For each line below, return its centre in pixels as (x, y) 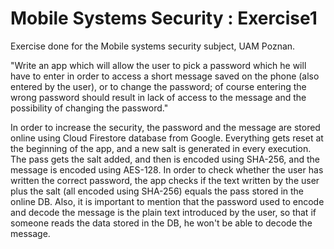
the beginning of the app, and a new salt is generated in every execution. (161, 148)
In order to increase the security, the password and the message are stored (165, 127)
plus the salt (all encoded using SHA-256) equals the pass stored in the (157, 191)
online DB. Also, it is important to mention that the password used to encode (167, 201)
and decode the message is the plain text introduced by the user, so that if (163, 212)
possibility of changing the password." (89, 108)
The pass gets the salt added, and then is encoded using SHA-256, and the (165, 159)
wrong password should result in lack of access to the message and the (158, 97)
